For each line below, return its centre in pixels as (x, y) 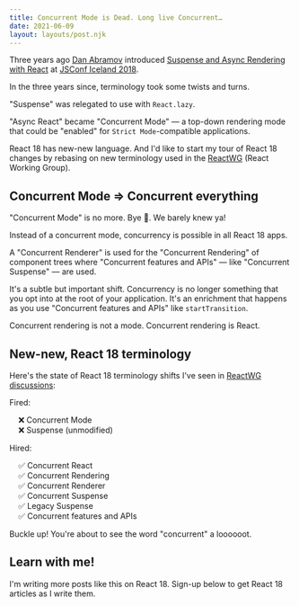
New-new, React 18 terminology (100, 354)
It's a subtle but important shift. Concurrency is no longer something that (144, 290)
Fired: (20, 402)
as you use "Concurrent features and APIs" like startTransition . (129, 308)
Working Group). (40, 168)
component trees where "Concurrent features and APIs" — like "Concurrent (149, 263)
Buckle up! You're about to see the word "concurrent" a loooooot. (131, 534)
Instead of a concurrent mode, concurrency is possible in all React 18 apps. (149, 236)
